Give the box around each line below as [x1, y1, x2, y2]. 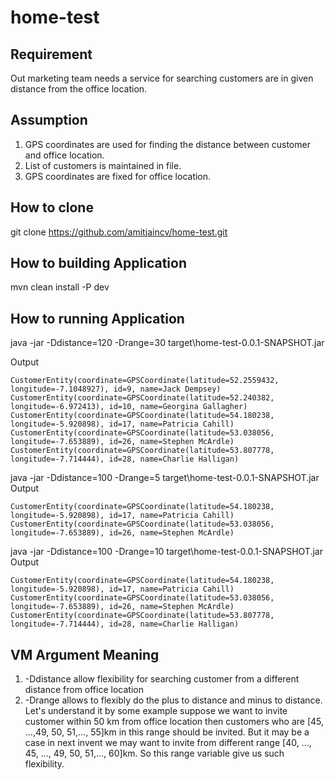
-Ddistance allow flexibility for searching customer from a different [24, 673, 300, 685]
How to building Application [10, 255, 188, 272]
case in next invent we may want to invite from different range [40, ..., [24, 737, 312, 749]
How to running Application [10, 310, 185, 327]
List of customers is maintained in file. [24, 159, 182, 171]
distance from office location [24, 684, 144, 696]
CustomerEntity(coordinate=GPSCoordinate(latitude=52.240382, [10, 393, 275, 403]
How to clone [10, 199, 94, 216]
